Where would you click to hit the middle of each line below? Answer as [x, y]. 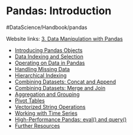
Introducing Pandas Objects [48, 50]
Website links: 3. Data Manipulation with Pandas [64, 38]
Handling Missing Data [42, 69]
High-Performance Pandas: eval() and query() [71, 119]
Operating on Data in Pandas [50, 63]
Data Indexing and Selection [49, 56]
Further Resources [37, 126]
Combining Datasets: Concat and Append [65, 82]
